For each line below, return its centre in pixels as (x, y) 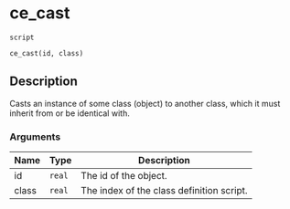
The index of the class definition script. (165, 191)
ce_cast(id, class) (47, 53)
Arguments (35, 137)
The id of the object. (124, 176)
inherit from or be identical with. (70, 113)
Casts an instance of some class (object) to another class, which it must (145, 103)
